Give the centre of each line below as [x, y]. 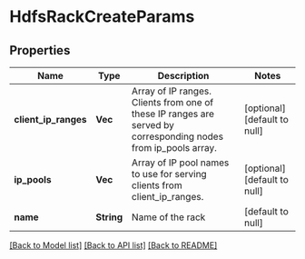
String [109, 217]
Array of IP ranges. [171, 91]
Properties [40, 50]
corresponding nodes [177, 136]
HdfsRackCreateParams [102, 17]
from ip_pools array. [174, 148]
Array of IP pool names [180, 163]
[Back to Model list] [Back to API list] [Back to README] [113, 245]
